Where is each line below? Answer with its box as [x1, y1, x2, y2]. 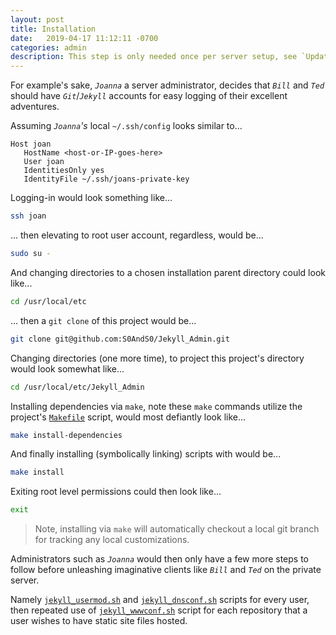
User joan [23, 157, 65, 167]
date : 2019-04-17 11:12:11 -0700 [10, 33, 159, 43]
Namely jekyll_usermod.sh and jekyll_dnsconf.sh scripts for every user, [10, 594, 310, 606]
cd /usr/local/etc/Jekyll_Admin [10, 382, 145, 392]
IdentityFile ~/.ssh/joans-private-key [23, 174, 190, 185]
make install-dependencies [10, 430, 123, 440]
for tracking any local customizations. [34, 534, 190, 546]
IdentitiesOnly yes [23, 166, 105, 176]
